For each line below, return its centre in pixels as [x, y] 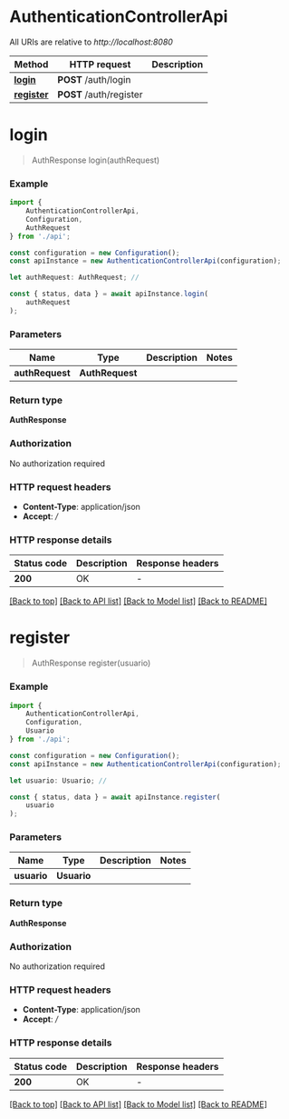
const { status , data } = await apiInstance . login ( [109, 294]
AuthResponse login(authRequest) [96, 160]
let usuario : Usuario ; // [58, 780]
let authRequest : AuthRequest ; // [75, 278]
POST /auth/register [100, 95]
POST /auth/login [94, 79]
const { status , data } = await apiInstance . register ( [115, 797]
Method [31, 64]
